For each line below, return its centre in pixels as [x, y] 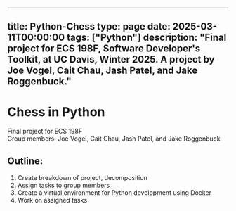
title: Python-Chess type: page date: [89, 26]
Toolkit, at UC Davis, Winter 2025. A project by [111, 59]
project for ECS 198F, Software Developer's [104, 49]
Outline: [25, 161]
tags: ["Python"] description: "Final [146, 38]
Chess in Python [56, 111]
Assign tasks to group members [64, 185]
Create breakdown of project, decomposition [82, 178]
